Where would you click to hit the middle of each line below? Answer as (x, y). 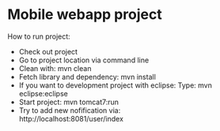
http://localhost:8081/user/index (71, 118)
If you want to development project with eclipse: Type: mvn (116, 85)
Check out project (48, 51)
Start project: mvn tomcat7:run (69, 102)
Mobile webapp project (85, 15)
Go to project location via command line (84, 60)
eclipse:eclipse (43, 93)
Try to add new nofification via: (70, 110)
